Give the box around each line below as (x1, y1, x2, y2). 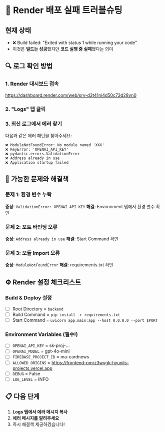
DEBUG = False (12, 370, 40, 376)
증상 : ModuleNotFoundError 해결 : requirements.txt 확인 (5, 262, 113, 268)
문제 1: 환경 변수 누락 (5, 191, 52, 198)
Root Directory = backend (12, 306, 64, 312)
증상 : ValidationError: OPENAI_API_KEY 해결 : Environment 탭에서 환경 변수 (5, 203, 155, 209)
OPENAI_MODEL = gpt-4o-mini (12, 348, 70, 354)
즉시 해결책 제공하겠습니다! (12, 421, 65, 427)
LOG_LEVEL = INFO (12, 376, 49, 382)
